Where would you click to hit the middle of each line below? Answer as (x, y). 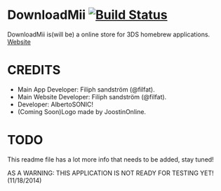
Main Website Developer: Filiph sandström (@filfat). (92, 97)
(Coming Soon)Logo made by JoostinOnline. (81, 111)
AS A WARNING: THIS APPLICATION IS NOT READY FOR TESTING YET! (110, 173)
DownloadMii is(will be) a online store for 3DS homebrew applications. (109, 34)
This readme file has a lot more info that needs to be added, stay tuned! (110, 159)
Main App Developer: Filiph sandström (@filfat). (86, 89)
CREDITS (34, 70)
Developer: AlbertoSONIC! (55, 104)
